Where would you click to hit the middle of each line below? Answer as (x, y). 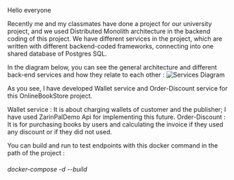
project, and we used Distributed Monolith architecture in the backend (109, 31)
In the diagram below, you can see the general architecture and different (112, 67)
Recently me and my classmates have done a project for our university (110, 24)
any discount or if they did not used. (60, 132)
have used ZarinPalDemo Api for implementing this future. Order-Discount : (117, 117)
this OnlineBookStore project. (50, 96)
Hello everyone (29, 10)
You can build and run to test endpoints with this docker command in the (113, 146)
